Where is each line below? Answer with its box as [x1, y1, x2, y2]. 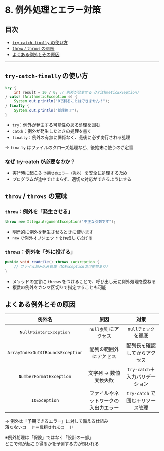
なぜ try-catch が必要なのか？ [5, 158, 76, 165]
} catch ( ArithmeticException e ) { [5, 94, 78, 99]
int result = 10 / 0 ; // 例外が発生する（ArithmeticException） [14, 90, 141, 95]
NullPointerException [20, 329, 70, 335]
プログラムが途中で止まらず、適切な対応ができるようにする [12, 176, 132, 182]
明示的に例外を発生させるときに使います [12, 229, 94, 235]
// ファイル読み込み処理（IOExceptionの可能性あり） [14, 264, 110, 269]
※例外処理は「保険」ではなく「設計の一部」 [5, 434, 94, 440]
